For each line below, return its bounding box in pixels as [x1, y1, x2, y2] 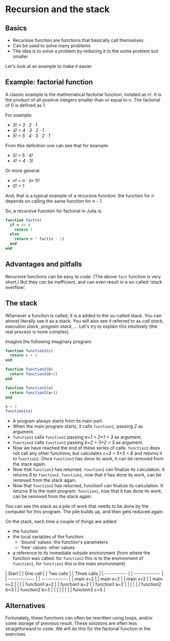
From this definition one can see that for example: [5, 142, 109, 148]
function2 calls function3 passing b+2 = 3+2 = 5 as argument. [12, 440, 144, 446]
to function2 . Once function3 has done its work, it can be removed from [12, 456, 164, 462]
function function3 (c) [5, 348, 53, 353]
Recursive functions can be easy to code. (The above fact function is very [5, 273, 161, 280]
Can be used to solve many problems [12, 43, 91, 49]
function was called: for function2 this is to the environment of [12, 555, 144, 561]
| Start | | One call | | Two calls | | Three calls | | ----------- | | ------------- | [5, 570, 163, 577]
